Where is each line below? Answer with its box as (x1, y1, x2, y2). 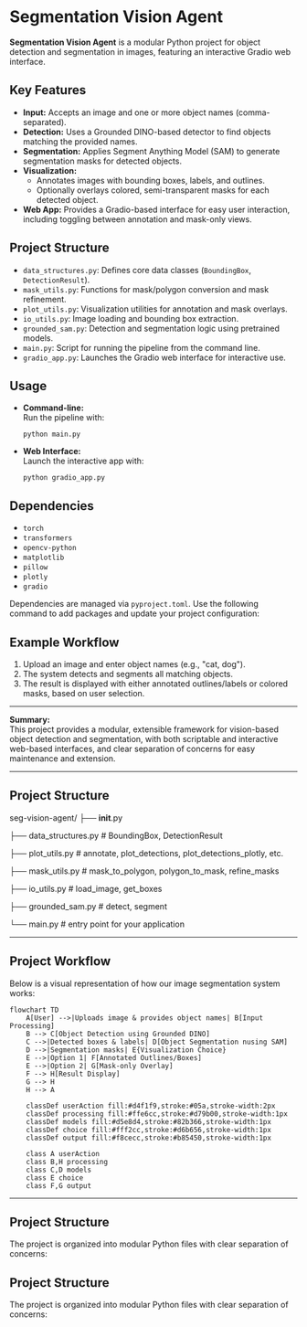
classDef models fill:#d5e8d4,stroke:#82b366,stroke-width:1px (26, 1117, 272, 1126)
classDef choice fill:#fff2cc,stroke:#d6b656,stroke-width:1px (26, 1125, 272, 1134)
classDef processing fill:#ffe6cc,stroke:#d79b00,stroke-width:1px (26, 1109, 288, 1119)
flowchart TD (9, 1005, 59, 1014)
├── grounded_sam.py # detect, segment (9, 900, 167, 911)
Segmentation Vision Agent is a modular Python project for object (9, 37, 261, 48)
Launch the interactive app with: (22, 455, 144, 467)
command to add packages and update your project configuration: (9, 608, 260, 619)
